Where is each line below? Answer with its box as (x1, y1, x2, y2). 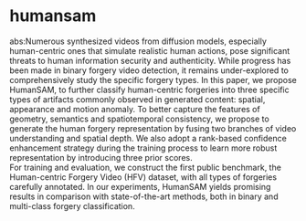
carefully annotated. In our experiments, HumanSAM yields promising (9, 181, 271, 192)
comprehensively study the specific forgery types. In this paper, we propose (9, 74, 297, 85)
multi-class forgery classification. (9, 200, 135, 211)
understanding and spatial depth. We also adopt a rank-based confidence (9, 132, 288, 143)
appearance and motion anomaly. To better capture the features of (9, 103, 260, 114)
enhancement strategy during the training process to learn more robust (9, 142, 278, 153)
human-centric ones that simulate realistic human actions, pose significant (9, 45, 290, 56)
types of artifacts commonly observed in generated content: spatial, (9, 93, 266, 105)
